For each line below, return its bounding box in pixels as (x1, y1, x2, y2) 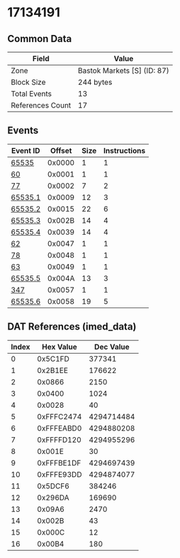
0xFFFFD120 (37, 435, 81, 445)
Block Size (11, 78, 46, 87)
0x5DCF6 (37, 481, 69, 491)
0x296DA (37, 493, 69, 502)
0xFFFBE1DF (37, 458, 81, 468)
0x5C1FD (37, 354, 69, 364)
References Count (11, 100, 72, 110)
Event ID (11, 145, 40, 155)
